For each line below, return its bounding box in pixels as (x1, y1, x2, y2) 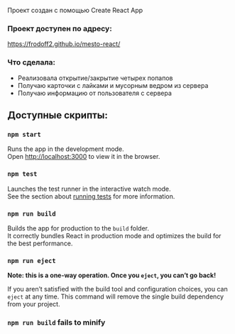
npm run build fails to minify (7, 318, 106, 328)
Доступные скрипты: (7, 109, 109, 121)
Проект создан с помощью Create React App (7, 6, 143, 14)
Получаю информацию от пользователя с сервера (17, 89, 173, 97)
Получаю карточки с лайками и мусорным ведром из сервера (17, 81, 209, 89)
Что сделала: (7, 57, 55, 67)
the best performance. (7, 239, 73, 247)
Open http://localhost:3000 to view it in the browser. (7, 152, 160, 161)
